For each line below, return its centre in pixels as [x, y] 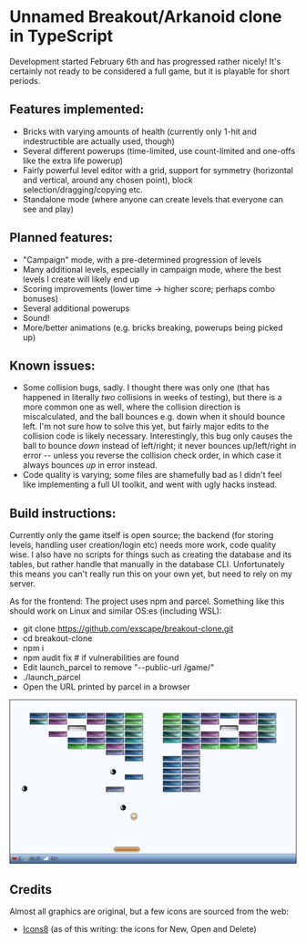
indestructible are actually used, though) [98, 141]
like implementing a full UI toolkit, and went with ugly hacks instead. [150, 484]
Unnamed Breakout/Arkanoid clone [146, 17]
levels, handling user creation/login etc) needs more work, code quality [143, 545]
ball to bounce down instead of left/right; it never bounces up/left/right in [159, 446]
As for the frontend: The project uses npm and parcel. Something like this [147, 601]
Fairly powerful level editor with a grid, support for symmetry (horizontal [158, 170]
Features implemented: [76, 110]
